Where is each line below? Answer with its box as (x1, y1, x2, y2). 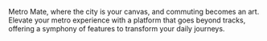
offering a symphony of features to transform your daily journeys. (8, 24, 225, 33)
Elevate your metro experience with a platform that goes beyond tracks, (8, 15, 246, 25)
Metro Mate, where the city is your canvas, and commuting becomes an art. (8, 7, 260, 16)
